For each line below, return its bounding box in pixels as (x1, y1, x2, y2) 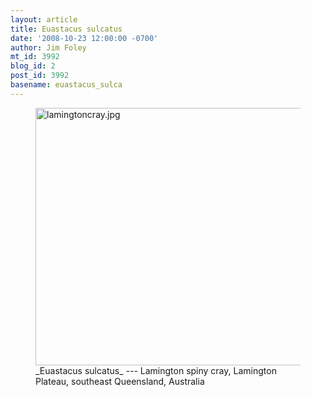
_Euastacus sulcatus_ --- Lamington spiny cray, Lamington (35, 364, 277, 376)
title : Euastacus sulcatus (10, 24, 123, 34)
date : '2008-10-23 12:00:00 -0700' (10, 33, 159, 43)
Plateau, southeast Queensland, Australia (35, 375, 205, 387)
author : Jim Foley (10, 42, 87, 53)
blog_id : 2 (10, 61, 56, 71)
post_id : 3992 (10, 71, 70, 81)
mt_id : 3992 (10, 52, 60, 62)
